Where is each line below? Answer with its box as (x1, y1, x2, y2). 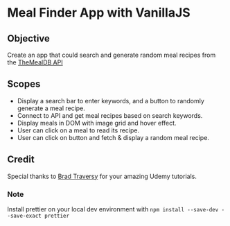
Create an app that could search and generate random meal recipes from (7, 51, 216, 59)
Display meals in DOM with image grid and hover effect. (17, 119, 177, 127)
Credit (7, 154, 35, 166)
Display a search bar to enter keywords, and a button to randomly (17, 96, 204, 105)
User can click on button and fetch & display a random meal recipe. (17, 133, 210, 141)
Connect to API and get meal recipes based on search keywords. (17, 111, 203, 119)
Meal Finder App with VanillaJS (7, 5, 191, 21)
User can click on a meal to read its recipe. (17, 126, 140, 134)
